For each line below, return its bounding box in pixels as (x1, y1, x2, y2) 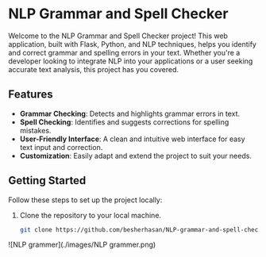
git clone (19, 225, 53, 234)
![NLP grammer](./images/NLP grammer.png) (8, 240, 156, 250)
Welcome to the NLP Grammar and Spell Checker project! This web (8, 31, 229, 40)
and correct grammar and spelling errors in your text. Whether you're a (8, 48, 241, 57)
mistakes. (19, 125, 52, 135)
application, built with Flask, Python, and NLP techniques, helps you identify (8, 39, 256, 48)
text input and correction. (19, 142, 103, 152)
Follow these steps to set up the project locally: (8, 195, 163, 205)
